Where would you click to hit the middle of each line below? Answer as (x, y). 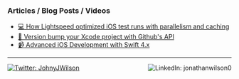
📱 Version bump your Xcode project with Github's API (96, 37)
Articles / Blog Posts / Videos (59, 11)
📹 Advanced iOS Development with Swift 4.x (84, 45)
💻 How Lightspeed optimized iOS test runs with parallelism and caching (123, 26)
